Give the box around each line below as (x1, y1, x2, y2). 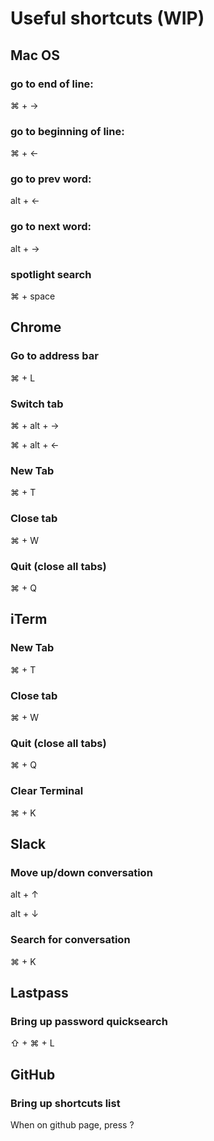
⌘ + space (10, 290, 56, 302)
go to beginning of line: (10, 124, 125, 138)
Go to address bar (10, 349, 99, 363)
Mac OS (10, 47, 61, 64)
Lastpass (10, 984, 69, 1001)
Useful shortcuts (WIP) (10, 7, 205, 30)
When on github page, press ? (10, 1118, 135, 1131)
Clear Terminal (10, 784, 84, 798)
